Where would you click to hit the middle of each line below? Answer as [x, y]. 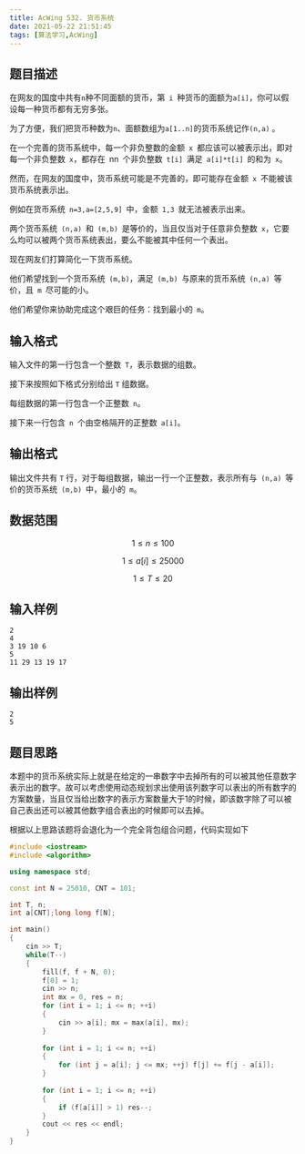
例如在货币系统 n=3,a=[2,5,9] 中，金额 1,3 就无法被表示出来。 [130, 209]
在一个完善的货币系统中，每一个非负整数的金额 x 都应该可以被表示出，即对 [151, 148]
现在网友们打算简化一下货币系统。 [73, 260]
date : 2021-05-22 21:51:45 [61, 26]
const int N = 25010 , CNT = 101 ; [73, 888]
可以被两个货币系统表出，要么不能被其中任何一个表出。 [129, 240]
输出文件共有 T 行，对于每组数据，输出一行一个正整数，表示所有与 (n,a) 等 [152, 477]
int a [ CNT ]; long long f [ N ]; [63, 913]
